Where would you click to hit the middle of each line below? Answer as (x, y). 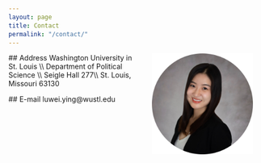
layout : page (30, 17)
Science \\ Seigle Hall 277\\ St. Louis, (70, 75)
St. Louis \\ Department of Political (65, 67)
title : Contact (34, 25)
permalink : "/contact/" (48, 34)
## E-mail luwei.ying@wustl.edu (62, 99)
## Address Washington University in (70, 58)
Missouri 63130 (34, 84)
